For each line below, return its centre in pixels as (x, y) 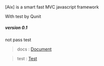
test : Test (27, 58)
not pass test (18, 40)
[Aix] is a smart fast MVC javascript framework (52, 7)
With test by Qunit (23, 16)
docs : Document (34, 49)
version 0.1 (16, 27)
